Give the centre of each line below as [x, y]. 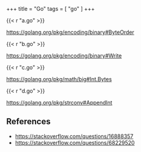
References [28, 121]
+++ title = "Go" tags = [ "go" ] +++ [51, 9]
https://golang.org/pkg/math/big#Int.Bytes [59, 79]
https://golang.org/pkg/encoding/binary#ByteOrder [70, 32]
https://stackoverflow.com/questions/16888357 [74, 136]
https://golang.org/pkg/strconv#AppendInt [59, 103]
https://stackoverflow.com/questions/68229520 [75, 142]
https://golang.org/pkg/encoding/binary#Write [64, 56]
